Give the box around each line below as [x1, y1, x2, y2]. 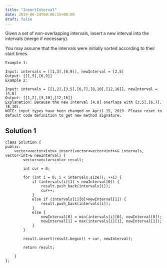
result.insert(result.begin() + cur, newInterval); [23, 236, 133, 241]
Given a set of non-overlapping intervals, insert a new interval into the [5, 31, 149, 37]
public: [5, 144, 21, 149]
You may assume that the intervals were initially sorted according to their [5, 46, 155, 52]
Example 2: [5, 78, 28, 83]
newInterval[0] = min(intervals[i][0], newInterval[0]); [40, 214, 162, 219]
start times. [5, 51, 28, 57]
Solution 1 [5, 126, 36, 135]
